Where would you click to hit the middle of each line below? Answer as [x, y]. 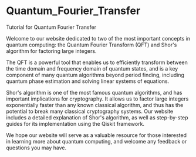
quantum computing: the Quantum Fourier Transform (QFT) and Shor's [92, 45]
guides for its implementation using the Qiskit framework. [75, 123]
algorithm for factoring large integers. [51, 51]
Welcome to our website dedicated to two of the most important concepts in [98, 38]
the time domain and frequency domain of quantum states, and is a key [92, 68]
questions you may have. [36, 148]
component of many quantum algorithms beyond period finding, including [95, 75]
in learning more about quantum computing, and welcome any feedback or [97, 141]
